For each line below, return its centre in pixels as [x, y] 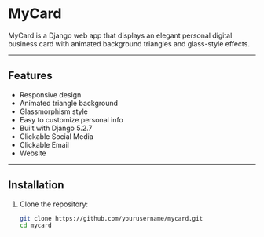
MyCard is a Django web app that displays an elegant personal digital [120, 35]
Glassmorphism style [53, 111]
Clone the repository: [54, 204]
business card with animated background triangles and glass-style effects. [129, 43]
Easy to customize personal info [71, 119]
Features [30, 76]
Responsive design [50, 94]
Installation [36, 185]
